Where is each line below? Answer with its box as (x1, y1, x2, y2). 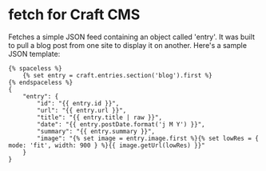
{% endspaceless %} (8, 78, 73, 86)
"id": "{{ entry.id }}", (37, 99, 120, 107)
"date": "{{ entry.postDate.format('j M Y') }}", (37, 120, 205, 129)
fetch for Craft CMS (8, 6, 141, 24)
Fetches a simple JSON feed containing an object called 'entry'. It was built (8, 32, 256, 42)
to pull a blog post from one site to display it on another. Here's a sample (8, 40, 248, 50)
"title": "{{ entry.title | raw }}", (37, 113, 162, 121)
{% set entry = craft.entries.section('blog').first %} (22, 71, 213, 79)
